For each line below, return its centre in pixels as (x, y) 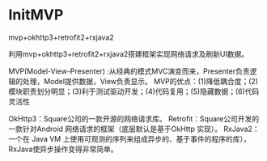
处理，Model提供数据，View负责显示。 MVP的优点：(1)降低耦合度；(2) (140, 81)
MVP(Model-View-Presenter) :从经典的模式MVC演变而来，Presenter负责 (129, 71)
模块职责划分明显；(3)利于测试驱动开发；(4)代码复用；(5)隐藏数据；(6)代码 (134, 91)
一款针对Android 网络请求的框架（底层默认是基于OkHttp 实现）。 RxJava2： (134, 129)
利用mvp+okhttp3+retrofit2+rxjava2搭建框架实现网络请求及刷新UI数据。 (129, 53)
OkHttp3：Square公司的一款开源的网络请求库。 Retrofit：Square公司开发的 (134, 118)
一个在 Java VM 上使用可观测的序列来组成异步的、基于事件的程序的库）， (129, 138)
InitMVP (36, 15)
